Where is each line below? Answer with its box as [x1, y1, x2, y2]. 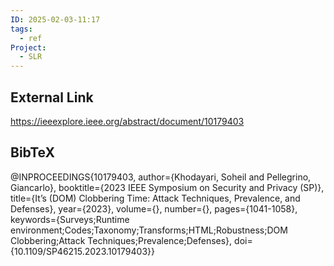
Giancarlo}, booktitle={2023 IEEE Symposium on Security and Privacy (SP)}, [10, 181, 325, 193]
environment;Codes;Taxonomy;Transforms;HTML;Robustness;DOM [10, 224, 288, 236]
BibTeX [10, 144, 55, 161]
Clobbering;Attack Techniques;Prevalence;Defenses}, [10, 234, 233, 246]
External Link [10, 89, 94, 106]
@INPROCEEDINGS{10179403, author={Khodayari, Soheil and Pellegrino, [10, 171, 312, 183]
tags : [10, 24, 33, 34]
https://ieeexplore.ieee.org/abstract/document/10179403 [10, 115, 245, 127]
